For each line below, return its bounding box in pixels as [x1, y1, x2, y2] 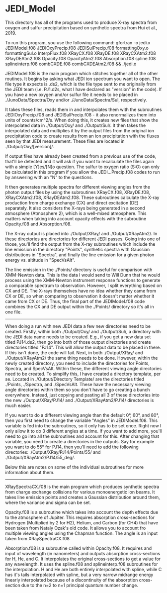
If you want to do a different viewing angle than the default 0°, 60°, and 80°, [5, 412, 159, 418]
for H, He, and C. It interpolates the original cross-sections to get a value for [5, 556, 161, 562]
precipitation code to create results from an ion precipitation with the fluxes [5, 133, 160, 139]
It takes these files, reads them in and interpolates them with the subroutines [5, 106, 162, 112]
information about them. [5, 469, 55, 475]
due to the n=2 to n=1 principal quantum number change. [21, 582, 138, 588]
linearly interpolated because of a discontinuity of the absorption [5, 577, 138, 583]
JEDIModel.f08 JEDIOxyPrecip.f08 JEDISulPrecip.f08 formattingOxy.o [5, 45, 149, 51]
